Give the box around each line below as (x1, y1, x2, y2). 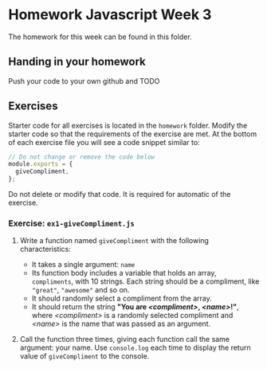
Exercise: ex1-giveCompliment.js (8, 218, 135, 229)
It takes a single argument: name (31, 260, 135, 269)
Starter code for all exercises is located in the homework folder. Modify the (8, 120, 248, 130)
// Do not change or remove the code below (8, 153, 155, 161)
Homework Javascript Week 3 (8, 6, 212, 24)
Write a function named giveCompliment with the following (19, 236, 210, 245)
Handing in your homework (8, 55, 146, 69)
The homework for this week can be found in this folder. (8, 32, 193, 41)
